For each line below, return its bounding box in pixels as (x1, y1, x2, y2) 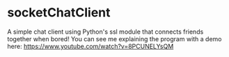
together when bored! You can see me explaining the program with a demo (7, 34, 222, 43)
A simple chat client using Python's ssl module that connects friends (7, 27, 204, 36)
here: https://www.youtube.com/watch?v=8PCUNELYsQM (7, 42, 174, 50)
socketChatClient (7, 5, 111, 21)
